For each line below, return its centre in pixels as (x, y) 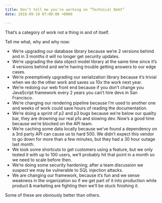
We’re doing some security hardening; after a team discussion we (78, 165)
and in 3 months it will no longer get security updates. (66, 56)
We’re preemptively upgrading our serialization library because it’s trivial (84, 77)
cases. (19, 72)
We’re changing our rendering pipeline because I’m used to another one (84, 103)
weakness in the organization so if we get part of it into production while (84, 180)
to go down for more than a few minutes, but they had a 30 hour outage (83, 139)
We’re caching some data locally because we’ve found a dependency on (85, 129)
